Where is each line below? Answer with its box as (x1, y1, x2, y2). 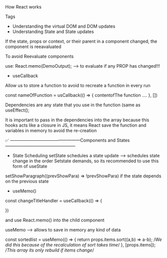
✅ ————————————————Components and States (5, 137, 130, 143)
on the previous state (5, 178, 49, 184)
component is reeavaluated (5, 44, 61, 50)
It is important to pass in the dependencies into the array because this (5, 117, 149, 123)
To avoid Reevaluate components (5, 54, 74, 59)
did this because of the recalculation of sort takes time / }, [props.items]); (5, 242, 156, 247)
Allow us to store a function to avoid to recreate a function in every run (5, 83, 151, 88)
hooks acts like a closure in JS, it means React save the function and (5, 122, 146, 128)
